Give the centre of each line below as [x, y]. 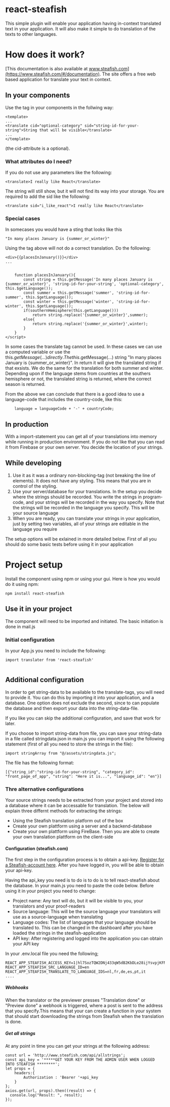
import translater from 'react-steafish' [50, 660]
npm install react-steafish [35, 594]
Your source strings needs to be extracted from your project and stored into [84, 800]
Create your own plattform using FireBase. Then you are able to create [86, 832]
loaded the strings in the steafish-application [59, 933]
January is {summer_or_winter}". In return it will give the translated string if [83, 363]
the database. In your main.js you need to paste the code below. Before [79, 886]
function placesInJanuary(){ [45, 275]
